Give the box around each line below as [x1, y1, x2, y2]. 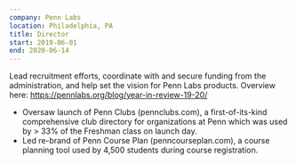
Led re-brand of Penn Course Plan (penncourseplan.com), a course [21, 135, 270, 146]
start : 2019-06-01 [9, 37, 77, 47]
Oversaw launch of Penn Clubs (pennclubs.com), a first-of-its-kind [21, 107, 268, 118]
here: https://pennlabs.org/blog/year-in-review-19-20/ [9, 90, 208, 101]
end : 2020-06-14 [9, 46, 69, 55]
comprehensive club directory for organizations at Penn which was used [21, 117, 288, 127]
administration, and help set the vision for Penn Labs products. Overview [9, 80, 276, 91]
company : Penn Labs [9, 12, 82, 22]
